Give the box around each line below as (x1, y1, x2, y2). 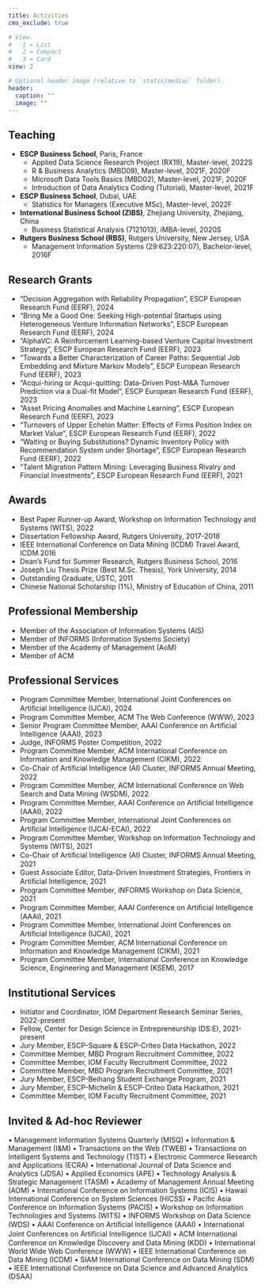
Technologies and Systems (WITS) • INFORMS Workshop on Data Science (8, 1211, 251, 1221)
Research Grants (8, 273, 93, 286)
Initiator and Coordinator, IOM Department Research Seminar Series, (19, 1007, 243, 1017)
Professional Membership (8, 604, 138, 618)
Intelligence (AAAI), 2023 (19, 729, 103, 739)
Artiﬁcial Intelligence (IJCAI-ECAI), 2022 (19, 824, 151, 834)
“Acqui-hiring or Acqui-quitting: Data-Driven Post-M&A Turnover (19, 378, 230, 388)
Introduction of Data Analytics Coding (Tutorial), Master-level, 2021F (31, 183, 255, 192)
